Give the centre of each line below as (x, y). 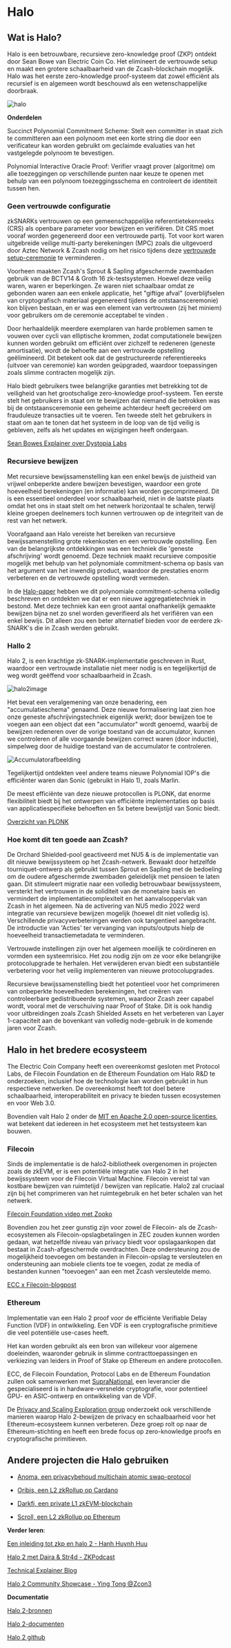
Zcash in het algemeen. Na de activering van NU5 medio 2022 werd (104, 906)
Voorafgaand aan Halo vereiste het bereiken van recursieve (91, 534)
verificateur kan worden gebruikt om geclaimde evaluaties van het (101, 145)
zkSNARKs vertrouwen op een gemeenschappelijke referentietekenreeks (111, 221)
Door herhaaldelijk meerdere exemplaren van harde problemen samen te (110, 329)
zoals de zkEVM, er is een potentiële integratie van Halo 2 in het (98, 1172)
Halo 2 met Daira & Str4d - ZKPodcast (61, 1557)
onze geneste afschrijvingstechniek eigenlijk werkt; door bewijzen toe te (110, 717)
